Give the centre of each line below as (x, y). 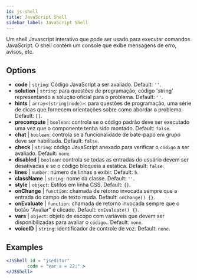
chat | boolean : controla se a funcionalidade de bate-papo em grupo (98, 135)
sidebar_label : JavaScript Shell (47, 22)
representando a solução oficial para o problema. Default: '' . (89, 97)
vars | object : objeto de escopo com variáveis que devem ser (90, 216)
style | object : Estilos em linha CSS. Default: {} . (73, 185)
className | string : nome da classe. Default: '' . (75, 179)
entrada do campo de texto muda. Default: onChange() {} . (85, 197)
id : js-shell (22, 11)
